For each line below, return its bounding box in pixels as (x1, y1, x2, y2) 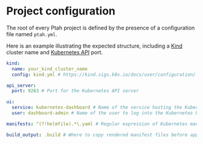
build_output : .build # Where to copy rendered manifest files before (6, 131, 188, 138)
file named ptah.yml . (6, 30, 57, 37)
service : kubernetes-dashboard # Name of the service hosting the (11, 104, 182, 111)
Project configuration (6, 4, 116, 18)
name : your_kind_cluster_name (11, 66, 88, 72)
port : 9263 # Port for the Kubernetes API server (11, 88, 139, 94)
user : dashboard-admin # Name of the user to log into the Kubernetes (11, 110, 193, 116)
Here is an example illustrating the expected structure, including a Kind (6, 42, 183, 49)
